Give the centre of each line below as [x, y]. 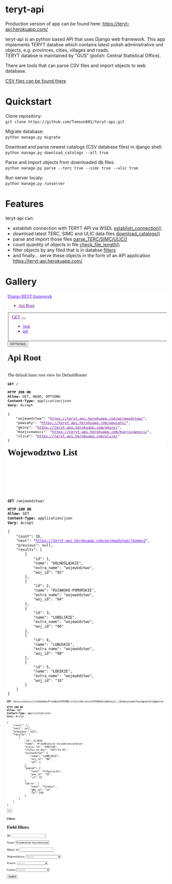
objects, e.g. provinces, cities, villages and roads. [57, 50]
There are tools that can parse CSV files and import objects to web [76, 65]
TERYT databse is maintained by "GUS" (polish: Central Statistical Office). [83, 56]
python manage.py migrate [33, 137]
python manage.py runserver [35, 184]
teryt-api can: [20, 218]
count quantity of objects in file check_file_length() [66, 244]
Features [25, 204]
